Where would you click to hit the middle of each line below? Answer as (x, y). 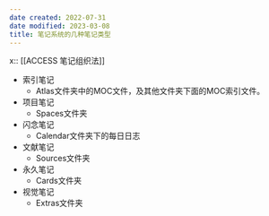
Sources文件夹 (63, 159)
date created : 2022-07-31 (57, 17)
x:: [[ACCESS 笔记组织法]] (57, 61)
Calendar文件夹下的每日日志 (88, 136)
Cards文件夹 (59, 181)
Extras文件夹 (59, 203)
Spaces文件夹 (61, 114)
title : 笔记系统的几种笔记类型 (60, 34)
